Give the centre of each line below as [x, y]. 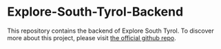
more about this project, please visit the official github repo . [92, 37]
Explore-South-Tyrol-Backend [95, 12]
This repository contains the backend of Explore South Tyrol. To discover [111, 31]
